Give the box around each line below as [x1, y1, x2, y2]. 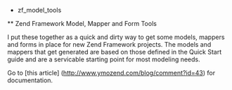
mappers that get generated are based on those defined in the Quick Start [7, 48, 222, 56]
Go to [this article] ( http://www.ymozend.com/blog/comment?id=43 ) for [7, 69, 216, 77]
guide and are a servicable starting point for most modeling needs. [7, 55, 200, 63]
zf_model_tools [17, 6, 62, 14]
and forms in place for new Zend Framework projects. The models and [7, 40, 212, 48]
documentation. [7, 76, 53, 84]
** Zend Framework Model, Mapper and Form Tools [7, 20, 157, 27]
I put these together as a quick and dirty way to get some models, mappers [7, 33, 225, 41]
